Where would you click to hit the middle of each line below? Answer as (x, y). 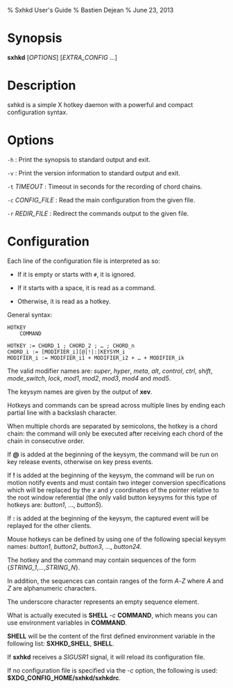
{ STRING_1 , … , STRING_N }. (44, 567)
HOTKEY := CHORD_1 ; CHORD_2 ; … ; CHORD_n (71, 346)
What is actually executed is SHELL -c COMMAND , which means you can (112, 615)
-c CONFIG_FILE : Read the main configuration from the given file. (101, 200)
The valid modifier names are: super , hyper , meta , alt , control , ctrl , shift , (110, 371)
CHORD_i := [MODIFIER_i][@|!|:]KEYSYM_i (67, 352)
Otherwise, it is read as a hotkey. (64, 301)
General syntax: (30, 314)
